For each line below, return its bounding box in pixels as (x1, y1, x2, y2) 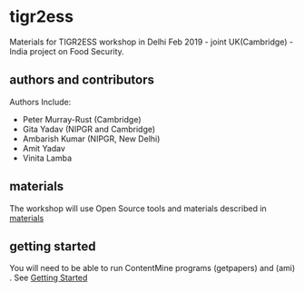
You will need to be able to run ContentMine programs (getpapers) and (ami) (9, 263, 296, 274)
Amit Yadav (22, 142, 66, 153)
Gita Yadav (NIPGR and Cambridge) (22, 123, 156, 134)
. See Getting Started (9, 272, 88, 283)
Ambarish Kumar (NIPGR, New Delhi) (22, 133, 161, 144)
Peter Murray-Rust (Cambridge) (22, 113, 142, 124)
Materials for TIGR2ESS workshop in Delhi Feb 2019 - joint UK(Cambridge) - (9, 36, 293, 47)
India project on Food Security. (9, 45, 124, 56)
